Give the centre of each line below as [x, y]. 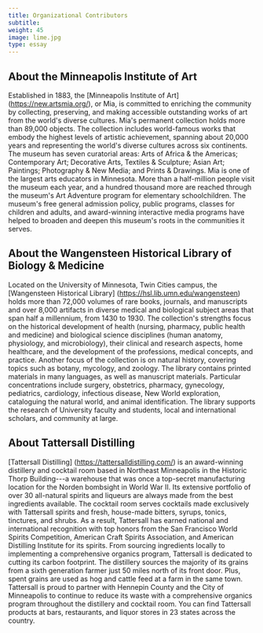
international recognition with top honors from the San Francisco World [123, 529]
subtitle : [24, 23]
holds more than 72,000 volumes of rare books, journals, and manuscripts [128, 301]
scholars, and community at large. [63, 418]
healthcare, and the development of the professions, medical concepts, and [131, 351]
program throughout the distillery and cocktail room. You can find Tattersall [130, 604]
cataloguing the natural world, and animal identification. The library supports [132, 401]
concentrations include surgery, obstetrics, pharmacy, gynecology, [117, 385]
